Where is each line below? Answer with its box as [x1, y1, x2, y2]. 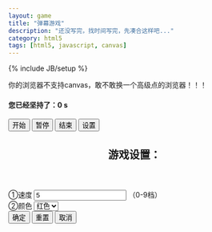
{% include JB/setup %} [8, 63, 88, 73]
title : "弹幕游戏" [8, 19, 66, 27]
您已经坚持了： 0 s [8, 100, 68, 109]
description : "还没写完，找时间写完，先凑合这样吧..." [8, 26, 174, 35]
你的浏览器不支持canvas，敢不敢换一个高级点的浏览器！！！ [8, 80, 208, 90]
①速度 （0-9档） [8, 189, 162, 199]
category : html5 [8, 34, 62, 43]
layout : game [8, 11, 52, 20]
